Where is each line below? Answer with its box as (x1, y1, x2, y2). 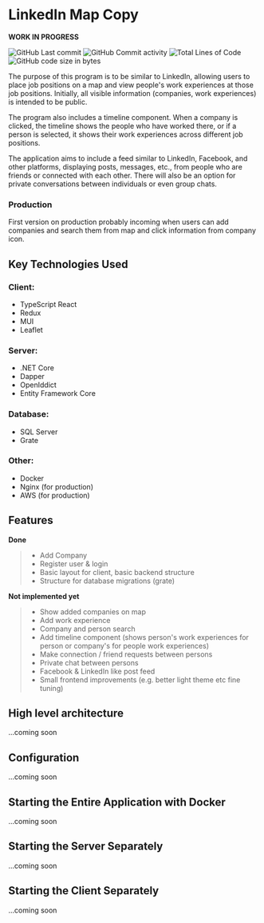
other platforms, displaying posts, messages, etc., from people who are (8, 162, 243, 171)
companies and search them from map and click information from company (8, 226, 257, 235)
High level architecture (8, 706, 124, 721)
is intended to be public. (8, 97, 88, 106)
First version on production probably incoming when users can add (8, 218, 229, 227)
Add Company (39, 550, 88, 560)
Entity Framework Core (19, 389, 96, 398)
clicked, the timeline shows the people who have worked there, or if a (8, 121, 237, 130)
